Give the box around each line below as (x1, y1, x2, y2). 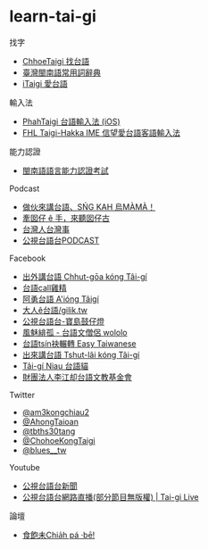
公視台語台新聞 (21, 480, 78, 491)
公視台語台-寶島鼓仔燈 (21, 315, 105, 327)
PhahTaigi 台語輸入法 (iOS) (21, 116, 121, 127)
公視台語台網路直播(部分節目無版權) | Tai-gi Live (21, 491, 199, 502)
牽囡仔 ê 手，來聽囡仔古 (21, 212, 110, 223)
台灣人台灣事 (21, 223, 70, 234)
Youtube (9, 462, 40, 472)
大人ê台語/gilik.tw (21, 304, 87, 315)
